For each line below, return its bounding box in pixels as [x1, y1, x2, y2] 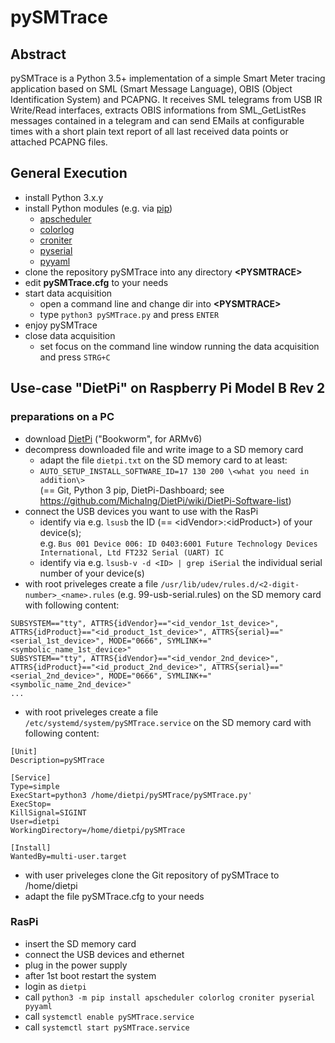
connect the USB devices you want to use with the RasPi [24, 505, 259, 517]
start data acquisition [24, 287, 113, 299]
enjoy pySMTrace [24, 319, 98, 331]
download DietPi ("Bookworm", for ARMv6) [24, 432, 203, 445]
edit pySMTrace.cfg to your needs [24, 276, 169, 288]
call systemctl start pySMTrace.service [24, 1021, 190, 1033]
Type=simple [10, 781, 60, 791]
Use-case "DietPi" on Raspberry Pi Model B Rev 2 [10, 380, 326, 397]
